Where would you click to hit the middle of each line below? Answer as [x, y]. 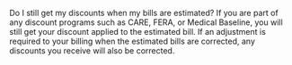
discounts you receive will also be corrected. [92, 51]
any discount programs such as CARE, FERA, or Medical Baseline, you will [146, 22]
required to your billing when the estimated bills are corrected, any [133, 41]
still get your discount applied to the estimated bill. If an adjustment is [138, 32]
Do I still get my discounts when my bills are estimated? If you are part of [144, 13]
